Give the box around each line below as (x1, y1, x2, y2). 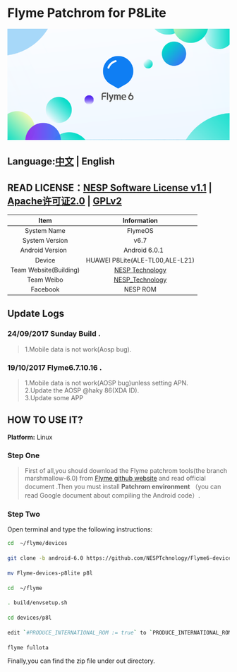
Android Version (20, 246, 67, 255)
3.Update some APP (24, 393, 83, 402)
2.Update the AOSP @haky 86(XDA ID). (24, 386, 140, 395)
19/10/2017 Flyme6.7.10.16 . (7, 362, 102, 372)
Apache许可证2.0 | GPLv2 (7, 195, 122, 207)
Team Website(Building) (10, 265, 80, 274)
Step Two (7, 509, 41, 519)
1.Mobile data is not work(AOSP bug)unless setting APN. (24, 378, 188, 387)
